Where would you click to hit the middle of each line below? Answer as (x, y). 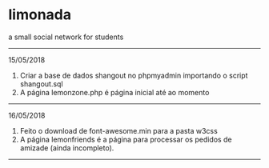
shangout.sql (41, 84)
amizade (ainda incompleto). (67, 148)
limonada (40, 15)
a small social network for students (66, 37)
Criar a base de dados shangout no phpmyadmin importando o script (134, 75)
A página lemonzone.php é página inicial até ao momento (114, 92)
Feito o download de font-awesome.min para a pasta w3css (118, 130)
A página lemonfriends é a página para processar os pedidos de (126, 139)
